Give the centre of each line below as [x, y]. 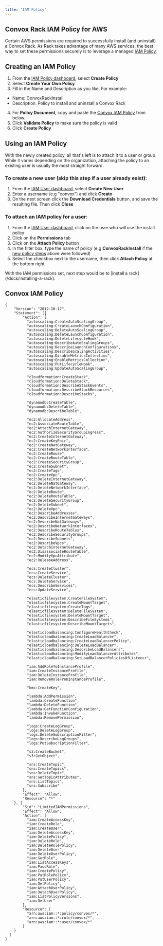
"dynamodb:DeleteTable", [52, 407]
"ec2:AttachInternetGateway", [57, 428]
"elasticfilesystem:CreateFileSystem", [67, 599]
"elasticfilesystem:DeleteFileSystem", [67, 611]
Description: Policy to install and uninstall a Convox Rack [69, 103]
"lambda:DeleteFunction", [53, 705]
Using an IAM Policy [36, 143]
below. [19, 118]
